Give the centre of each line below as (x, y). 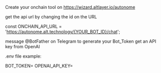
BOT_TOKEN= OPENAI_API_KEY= (39, 66)
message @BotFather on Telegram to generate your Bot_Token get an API (81, 41)
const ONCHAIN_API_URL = (34, 26)
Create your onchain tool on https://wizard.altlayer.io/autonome (70, 7)
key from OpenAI (23, 46)
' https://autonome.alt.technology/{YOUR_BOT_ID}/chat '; (63, 32)
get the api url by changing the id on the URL (51, 17)
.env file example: (23, 56)
